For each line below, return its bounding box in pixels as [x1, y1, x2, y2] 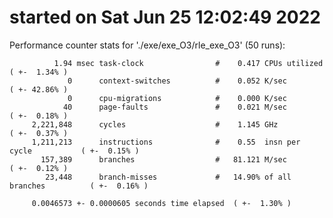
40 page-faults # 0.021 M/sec [62, 102, 287, 112]
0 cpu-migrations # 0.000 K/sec [67, 93, 287, 103]
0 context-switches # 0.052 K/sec [67, 76, 287, 86]
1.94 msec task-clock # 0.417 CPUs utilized [53, 58, 324, 68]
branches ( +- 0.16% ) [9, 181, 149, 191]
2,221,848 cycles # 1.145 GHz [31, 119, 279, 130]
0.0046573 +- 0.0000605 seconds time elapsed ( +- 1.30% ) [31, 198, 292, 208]
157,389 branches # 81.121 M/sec [40, 154, 287, 165]
